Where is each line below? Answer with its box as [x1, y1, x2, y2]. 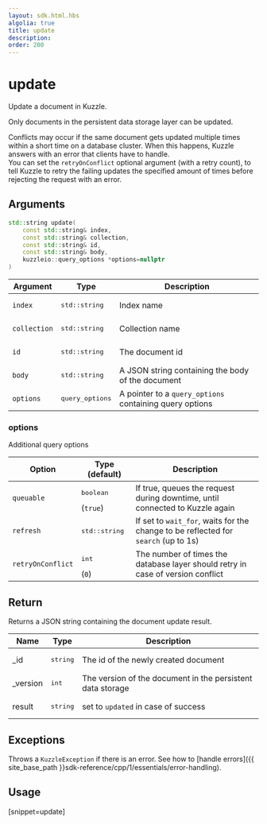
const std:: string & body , [22, 248, 109, 257]
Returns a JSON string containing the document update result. [8, 617, 212, 626]
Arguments [8, 198, 66, 211]
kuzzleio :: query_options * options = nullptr [22, 256, 165, 264]
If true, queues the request [135, 482, 235, 493]
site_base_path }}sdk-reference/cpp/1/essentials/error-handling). [8, 762, 222, 772]
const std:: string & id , [22, 241, 102, 249]
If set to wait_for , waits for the [135, 516, 250, 527]
